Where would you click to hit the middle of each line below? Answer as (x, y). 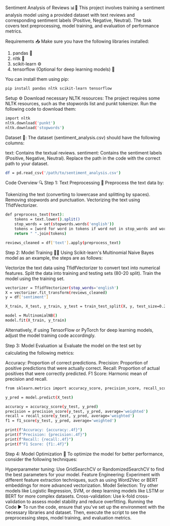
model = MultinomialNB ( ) (31, 316)
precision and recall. (27, 379)
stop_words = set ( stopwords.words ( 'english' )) (64, 224)
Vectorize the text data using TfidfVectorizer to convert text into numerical (83, 268)
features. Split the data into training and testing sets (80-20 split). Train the (83, 273)
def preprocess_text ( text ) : (35, 215)
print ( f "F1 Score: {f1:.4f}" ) (37, 444)
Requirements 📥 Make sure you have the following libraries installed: (77, 41)
